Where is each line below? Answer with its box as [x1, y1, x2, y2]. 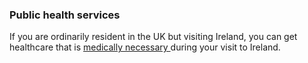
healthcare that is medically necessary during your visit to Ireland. [9, 41, 281, 53]
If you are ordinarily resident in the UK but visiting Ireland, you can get [9, 31, 298, 43]
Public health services [9, 8, 121, 22]
